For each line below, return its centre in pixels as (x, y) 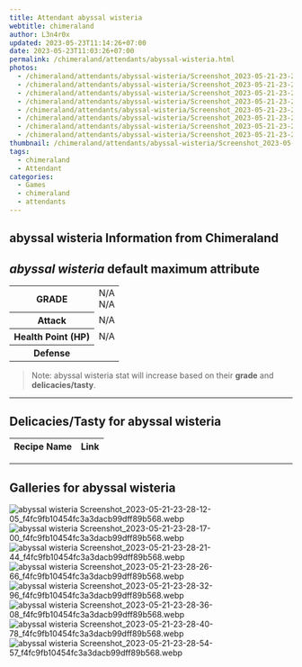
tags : (19, 151)
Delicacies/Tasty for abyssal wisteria (115, 421)
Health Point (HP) (52, 337)
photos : (24, 68)
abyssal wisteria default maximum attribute (135, 269)
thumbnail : (30, 143)
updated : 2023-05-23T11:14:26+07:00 (78, 43)
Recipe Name (43, 446)
